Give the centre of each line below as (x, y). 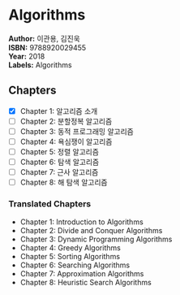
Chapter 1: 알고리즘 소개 (59, 111)
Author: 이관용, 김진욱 (45, 38)
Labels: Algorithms (40, 65)
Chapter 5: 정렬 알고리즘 (60, 152)
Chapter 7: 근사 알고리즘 (59, 172)
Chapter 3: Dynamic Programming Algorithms (96, 239)
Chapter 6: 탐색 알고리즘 (60, 162)
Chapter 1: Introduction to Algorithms (81, 222)
